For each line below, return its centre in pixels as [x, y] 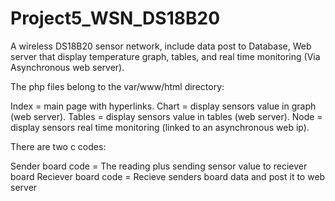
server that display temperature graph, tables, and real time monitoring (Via [165, 56]
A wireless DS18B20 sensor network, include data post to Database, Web [161, 46]
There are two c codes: [58, 146]
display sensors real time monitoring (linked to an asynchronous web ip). [160, 127]
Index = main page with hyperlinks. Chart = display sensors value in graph [163, 106]
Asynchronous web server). [67, 67]
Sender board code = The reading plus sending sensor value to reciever [159, 166]
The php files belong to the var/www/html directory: [117, 86]
